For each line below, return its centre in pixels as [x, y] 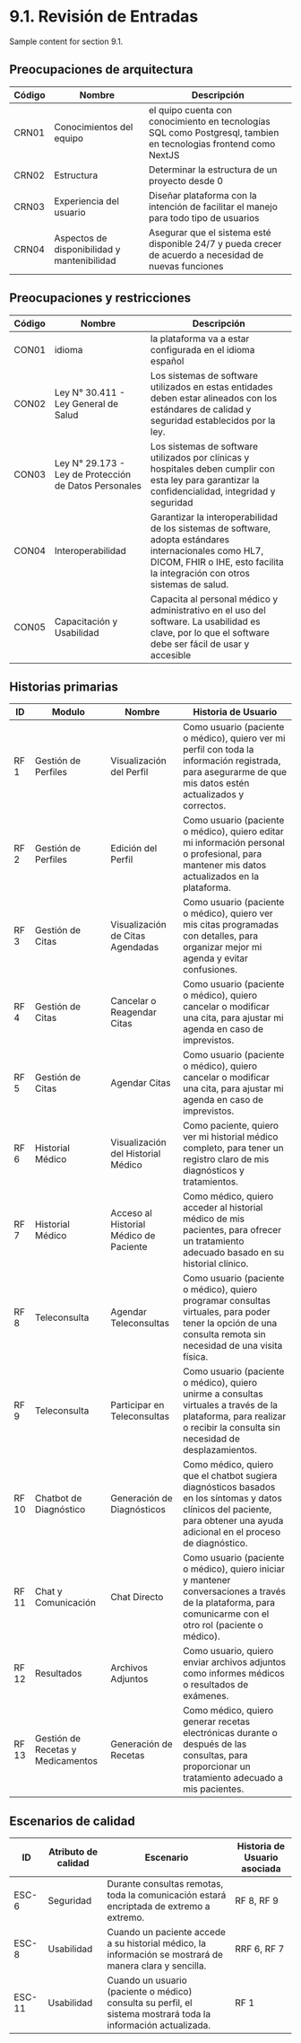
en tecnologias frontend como [212, 144]
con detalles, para [220, 936]
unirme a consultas [223, 1394]
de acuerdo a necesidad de [206, 255]
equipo [69, 138]
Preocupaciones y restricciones [100, 298]
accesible [171, 655]
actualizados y [213, 795]
